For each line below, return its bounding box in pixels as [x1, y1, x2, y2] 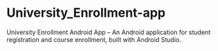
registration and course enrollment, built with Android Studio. [6, 35, 182, 43]
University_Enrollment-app [6, 5, 166, 21]
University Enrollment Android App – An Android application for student [6, 28, 211, 36]
